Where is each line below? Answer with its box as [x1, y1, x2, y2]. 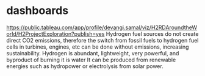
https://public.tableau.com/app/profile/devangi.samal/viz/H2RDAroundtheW [6, 24, 197, 31]
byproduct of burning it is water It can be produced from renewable [6, 56, 176, 63]
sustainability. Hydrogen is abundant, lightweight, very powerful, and [6, 49, 179, 57]
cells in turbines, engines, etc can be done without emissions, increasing [6, 43, 189, 50]
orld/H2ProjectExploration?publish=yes [6, 30, 105, 37]
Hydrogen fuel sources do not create [106, 30, 199, 37]
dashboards [6, 4, 69, 18]
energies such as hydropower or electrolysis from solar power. [6, 62, 164, 70]
